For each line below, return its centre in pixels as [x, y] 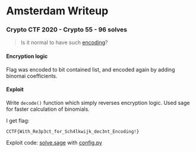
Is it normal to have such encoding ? [64, 42]
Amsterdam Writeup [57, 11]
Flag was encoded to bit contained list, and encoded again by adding [91, 69]
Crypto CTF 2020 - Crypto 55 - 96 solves [67, 30]
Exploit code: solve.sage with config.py [54, 142]
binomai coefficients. [32, 76]
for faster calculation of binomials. [48, 109]
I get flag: [18, 120]
